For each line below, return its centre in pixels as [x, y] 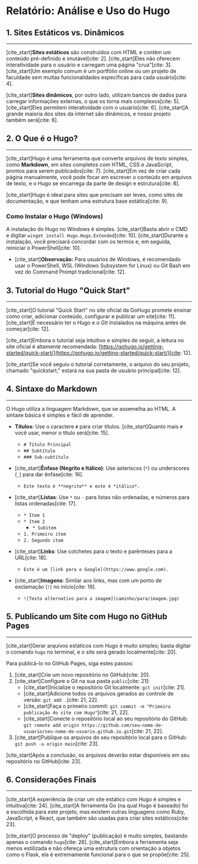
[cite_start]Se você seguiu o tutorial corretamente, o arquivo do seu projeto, [98, 364]
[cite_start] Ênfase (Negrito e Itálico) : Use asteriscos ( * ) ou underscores [102, 468]
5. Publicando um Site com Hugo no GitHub [87, 617]
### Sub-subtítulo [46, 457]
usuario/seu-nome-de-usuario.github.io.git [78, 731]
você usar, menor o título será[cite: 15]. [62, 433]
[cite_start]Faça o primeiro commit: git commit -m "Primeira [97, 706]
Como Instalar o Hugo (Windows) [55, 216]
